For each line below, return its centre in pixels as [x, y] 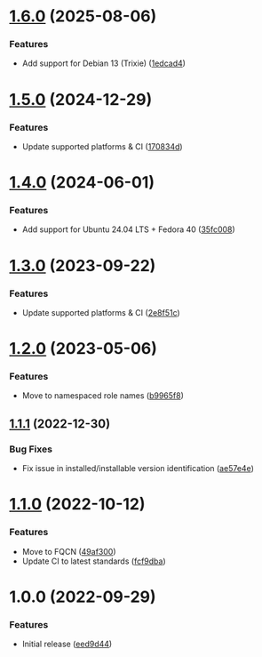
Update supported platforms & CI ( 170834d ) [103, 146]
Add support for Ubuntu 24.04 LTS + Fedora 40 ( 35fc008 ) [128, 229]
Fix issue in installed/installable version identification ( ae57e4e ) [138, 469]
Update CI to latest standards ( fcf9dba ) [94, 561]
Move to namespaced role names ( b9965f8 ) [103, 396]
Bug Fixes [31, 449]
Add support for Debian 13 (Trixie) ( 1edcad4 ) [104, 63]
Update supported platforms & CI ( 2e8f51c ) [101, 312]
